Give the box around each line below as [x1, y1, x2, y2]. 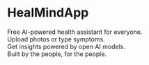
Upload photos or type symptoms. [7, 35, 106, 43]
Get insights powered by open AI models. [7, 42, 125, 50]
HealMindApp [7, 5, 89, 21]
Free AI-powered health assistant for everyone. [7, 28, 143, 36]
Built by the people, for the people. [7, 50, 107, 58]
